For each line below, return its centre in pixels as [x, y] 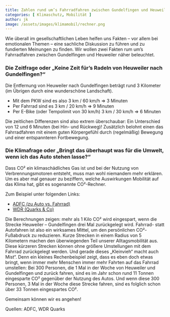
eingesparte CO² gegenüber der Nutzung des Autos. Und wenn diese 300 [82, 278]
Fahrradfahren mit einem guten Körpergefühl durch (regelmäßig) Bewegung [84, 132]
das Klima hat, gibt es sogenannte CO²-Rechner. [56, 184]
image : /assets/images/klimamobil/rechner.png [55, 24]
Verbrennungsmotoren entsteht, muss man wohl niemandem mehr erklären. [84, 173]
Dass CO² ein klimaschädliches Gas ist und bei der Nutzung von [72, 168]
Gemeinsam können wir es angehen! [43, 299]
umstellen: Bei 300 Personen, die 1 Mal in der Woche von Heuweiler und [80, 268]
